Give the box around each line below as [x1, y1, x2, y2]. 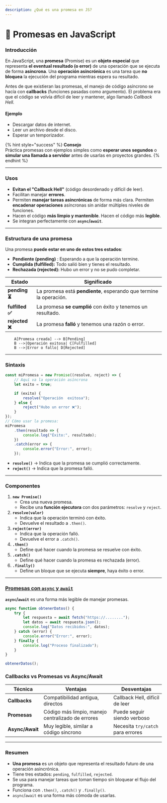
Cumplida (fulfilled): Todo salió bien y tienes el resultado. [12, 261, 132, 267]
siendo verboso [113, 715, 150, 722]
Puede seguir [113, 708, 145, 715]
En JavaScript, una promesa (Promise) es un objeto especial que [5, 58, 140, 64]
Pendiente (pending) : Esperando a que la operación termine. [12, 256, 139, 262]
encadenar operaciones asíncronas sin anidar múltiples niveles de [12, 202, 150, 208]
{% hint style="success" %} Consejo [5, 142, 82, 148]
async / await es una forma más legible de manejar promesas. [5, 596, 129, 602]
